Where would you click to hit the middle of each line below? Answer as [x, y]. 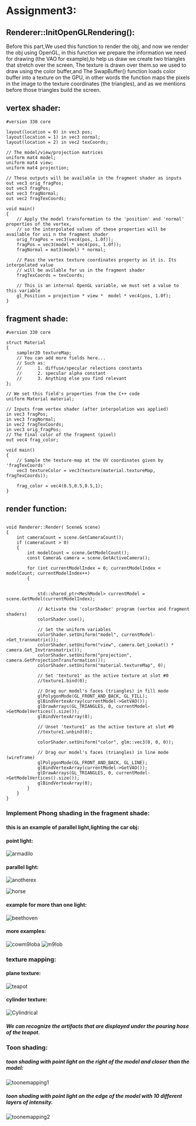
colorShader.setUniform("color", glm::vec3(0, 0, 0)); [106, 742]
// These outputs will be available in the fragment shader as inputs [94, 178]
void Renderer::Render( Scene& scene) [53, 528]
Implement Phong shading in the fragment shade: [78, 813]
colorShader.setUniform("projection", [85, 655]
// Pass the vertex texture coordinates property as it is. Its [97, 260]
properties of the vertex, [39, 224]
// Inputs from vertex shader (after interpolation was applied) [87, 409]
